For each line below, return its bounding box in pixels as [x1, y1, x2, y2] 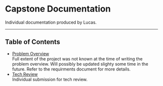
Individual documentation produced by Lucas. [5, 19, 97, 25]
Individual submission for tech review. [12, 76, 88, 82]
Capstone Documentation [5, 3, 111, 14]
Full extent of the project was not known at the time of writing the [12, 56, 143, 61]
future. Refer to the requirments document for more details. [12, 66, 131, 72]
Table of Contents [5, 38, 61, 46]
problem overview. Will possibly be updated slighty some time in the [12, 61, 148, 67]
